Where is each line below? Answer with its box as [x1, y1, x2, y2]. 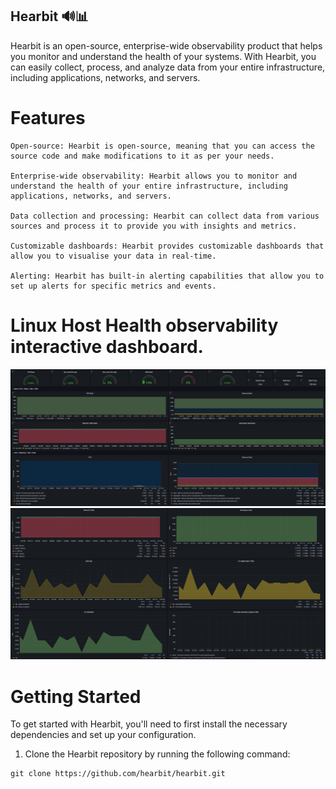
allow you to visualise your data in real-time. [10, 251, 217, 261]
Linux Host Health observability [10, 314, 279, 337]
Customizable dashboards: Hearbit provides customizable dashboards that [10, 241, 325, 251]
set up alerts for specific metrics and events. [10, 281, 217, 291]
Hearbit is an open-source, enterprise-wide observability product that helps [10, 39, 323, 52]
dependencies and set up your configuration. [10, 729, 197, 741]
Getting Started [10, 685, 142, 708]
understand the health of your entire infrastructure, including [10, 181, 288, 191]
